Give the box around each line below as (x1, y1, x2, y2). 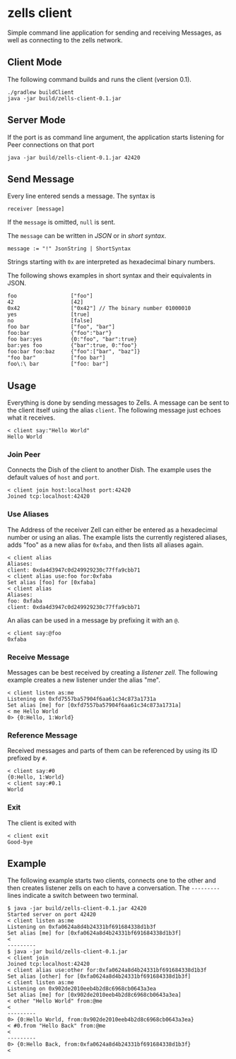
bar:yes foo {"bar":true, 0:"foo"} (7, 342, 138, 349)
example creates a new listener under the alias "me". (7, 676, 161, 685)
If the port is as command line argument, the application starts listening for (7, 133, 225, 141)
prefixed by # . (7, 754, 47, 762)
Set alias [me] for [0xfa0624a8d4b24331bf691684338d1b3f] (7, 930, 182, 937)
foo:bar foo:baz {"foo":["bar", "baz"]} (7, 348, 141, 355)
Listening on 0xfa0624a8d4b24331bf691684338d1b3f (7, 923, 157, 930)
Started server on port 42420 (7, 911, 97, 918)
